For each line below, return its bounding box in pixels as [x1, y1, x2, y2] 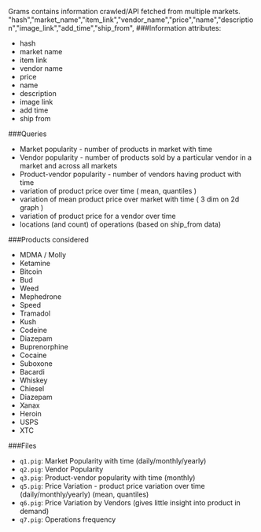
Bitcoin [19, 267, 42, 276]
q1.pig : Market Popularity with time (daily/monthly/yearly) [19, 456, 207, 465]
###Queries [8, 129, 47, 139]
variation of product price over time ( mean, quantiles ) [19, 187, 197, 195]
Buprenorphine [19, 342, 68, 351]
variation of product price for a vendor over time [19, 212, 176, 220]
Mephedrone [19, 292, 62, 301]
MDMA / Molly [19, 250, 67, 259]
